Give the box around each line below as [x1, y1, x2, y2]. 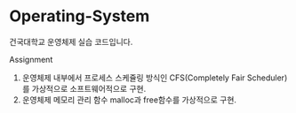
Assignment [9, 54, 53, 64]
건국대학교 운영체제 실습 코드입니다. [9, 36, 133, 47]
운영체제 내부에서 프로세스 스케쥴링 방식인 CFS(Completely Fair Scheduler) [21, 72, 288, 83]
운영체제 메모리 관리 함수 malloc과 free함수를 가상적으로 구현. [21, 94, 237, 105]
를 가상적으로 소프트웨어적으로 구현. [21, 83, 147, 94]
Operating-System [9, 6, 150, 26]
